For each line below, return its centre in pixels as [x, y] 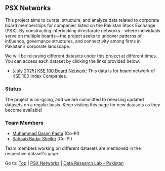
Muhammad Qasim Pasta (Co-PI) [46, 133]
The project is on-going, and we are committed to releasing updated [75, 100]
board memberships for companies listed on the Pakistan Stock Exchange [80, 25]
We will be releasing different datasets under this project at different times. [81, 56]
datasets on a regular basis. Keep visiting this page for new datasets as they [83, 105]
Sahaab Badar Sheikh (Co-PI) [42, 139]
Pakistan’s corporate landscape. [38, 46]
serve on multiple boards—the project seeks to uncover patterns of [74, 36]
